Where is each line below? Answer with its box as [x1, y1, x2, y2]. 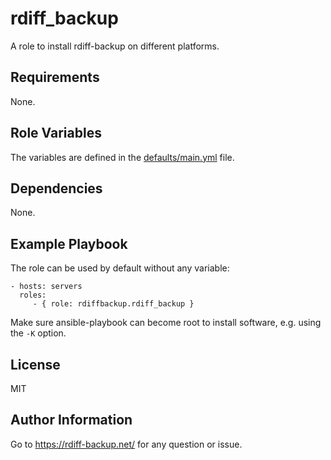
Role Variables [10, 125, 102, 142]
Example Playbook [10, 235, 128, 252]
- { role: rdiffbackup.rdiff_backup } [32, 299, 195, 309]
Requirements [10, 69, 100, 86]
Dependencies [10, 180, 103, 197]
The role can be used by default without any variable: [10, 262, 230, 274]
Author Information [10, 412, 133, 429]
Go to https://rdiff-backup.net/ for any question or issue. [10, 438, 243, 450]
